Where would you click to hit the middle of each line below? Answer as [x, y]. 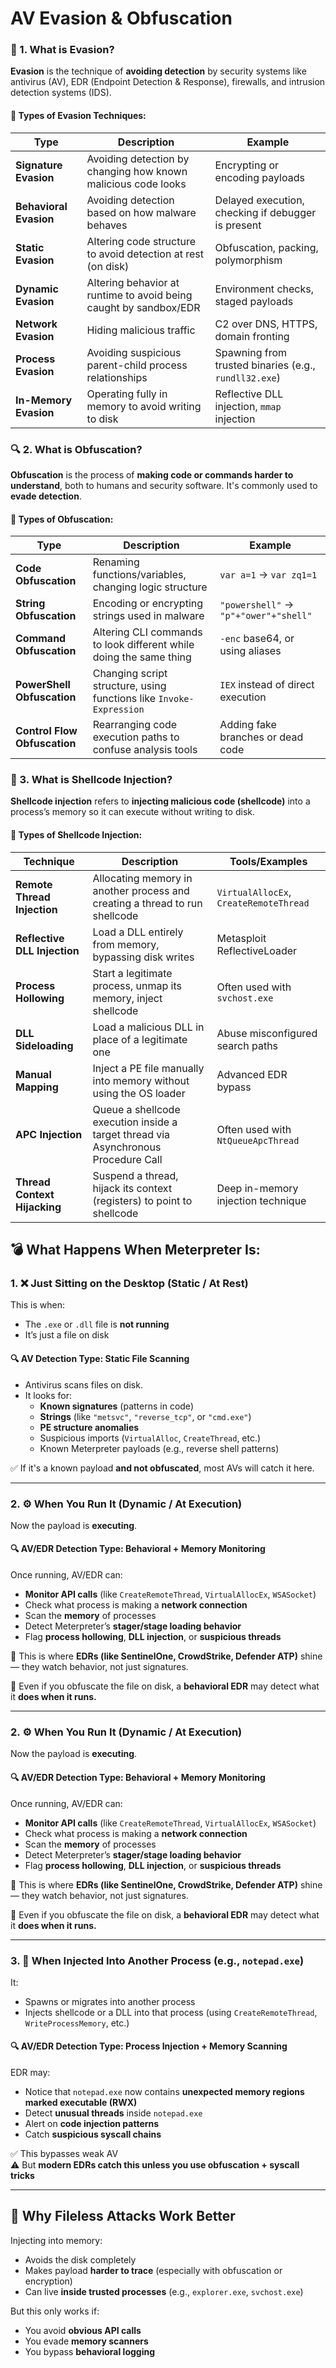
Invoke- [176, 699]
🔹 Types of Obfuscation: [62, 519]
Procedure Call [127, 1159]
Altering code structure [141, 241]
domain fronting [252, 336]
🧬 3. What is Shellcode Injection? [91, 780]
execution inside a [135, 1122]
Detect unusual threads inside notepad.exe [113, 2113]
